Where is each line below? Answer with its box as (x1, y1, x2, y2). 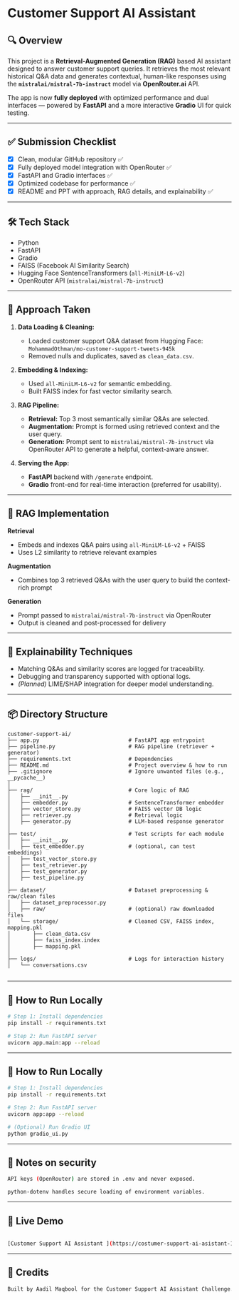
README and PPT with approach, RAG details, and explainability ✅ (17, 187, 213, 196)
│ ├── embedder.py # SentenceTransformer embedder (7, 800, 224, 807)
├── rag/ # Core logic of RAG (7, 787, 190, 794)
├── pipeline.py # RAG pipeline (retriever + (7, 743, 215, 750)
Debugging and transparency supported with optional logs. (17, 672, 191, 681)
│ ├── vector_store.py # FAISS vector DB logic (7, 805, 202, 813)
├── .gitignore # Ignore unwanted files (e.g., (7, 768, 224, 775)
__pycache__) (7, 775, 46, 782)
